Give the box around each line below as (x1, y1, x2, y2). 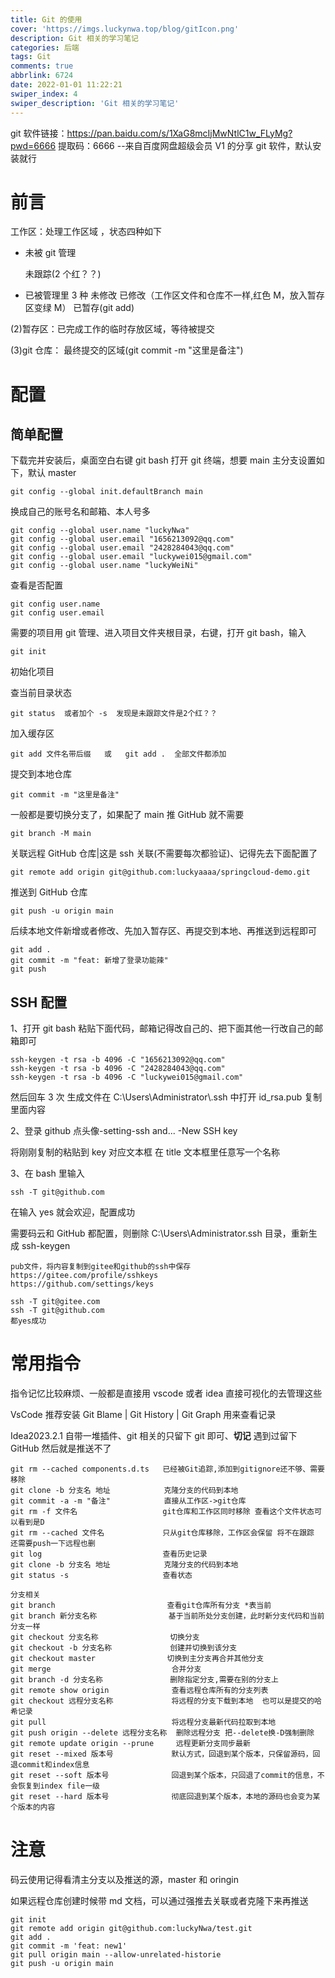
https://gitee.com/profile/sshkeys (10, 1271, 159, 1281)
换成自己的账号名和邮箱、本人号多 (10, 506, 151, 518)
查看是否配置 (10, 579, 63, 591)
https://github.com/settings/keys (10, 1279, 155, 1290)
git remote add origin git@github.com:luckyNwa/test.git (10, 1924, 253, 1934)
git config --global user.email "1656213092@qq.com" (10, 534, 235, 545)
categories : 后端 (10, 42, 80, 53)
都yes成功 (10, 1316, 47, 1326)
